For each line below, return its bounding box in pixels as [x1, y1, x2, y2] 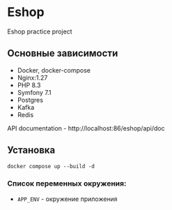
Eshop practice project [7, 27, 72, 36]
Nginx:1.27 [17, 73, 48, 82]
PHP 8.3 [17, 81, 41, 89]
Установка [7, 144, 56, 156]
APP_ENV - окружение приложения [17, 195, 118, 203]
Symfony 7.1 [17, 88, 52, 96]
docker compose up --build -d [7, 163, 95, 170]
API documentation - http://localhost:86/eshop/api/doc [7, 123, 165, 133]
